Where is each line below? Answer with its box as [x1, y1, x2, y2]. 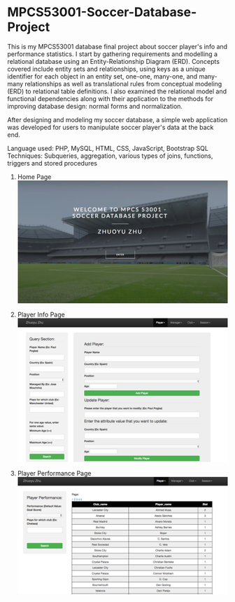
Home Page [17, 173, 52, 181]
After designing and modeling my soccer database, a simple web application [7, 115, 228, 123]
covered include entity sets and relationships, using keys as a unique [7, 65, 206, 73]
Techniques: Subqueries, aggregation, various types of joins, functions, [7, 152, 213, 160]
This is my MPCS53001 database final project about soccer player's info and [7, 42, 228, 51]
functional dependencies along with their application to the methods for [7, 94, 213, 102]
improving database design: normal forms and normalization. [7, 102, 183, 110]
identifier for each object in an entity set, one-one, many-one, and [7, 72, 198, 81]
